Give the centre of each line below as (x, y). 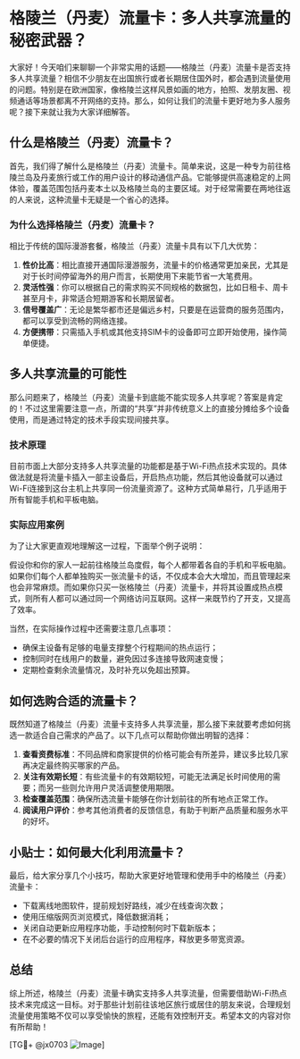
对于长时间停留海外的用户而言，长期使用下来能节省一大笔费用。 (139, 276)
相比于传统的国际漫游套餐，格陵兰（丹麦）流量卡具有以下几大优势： (134, 246)
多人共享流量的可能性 (68, 374)
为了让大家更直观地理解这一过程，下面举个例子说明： (107, 546)
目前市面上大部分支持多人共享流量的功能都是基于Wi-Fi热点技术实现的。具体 (148, 466)
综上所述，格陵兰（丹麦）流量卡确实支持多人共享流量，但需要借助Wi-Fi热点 (148, 993)
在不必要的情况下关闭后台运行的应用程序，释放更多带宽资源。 (136, 939)
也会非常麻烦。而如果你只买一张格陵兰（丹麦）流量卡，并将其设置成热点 (142, 587)
